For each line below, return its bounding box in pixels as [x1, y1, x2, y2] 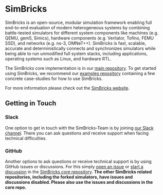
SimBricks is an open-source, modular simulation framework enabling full [5, 19, 152, 25]
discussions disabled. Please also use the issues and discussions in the [5, 179, 153, 185]
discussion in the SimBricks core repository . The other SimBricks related [5, 169, 152, 175]
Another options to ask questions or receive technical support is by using [5, 158, 152, 164]
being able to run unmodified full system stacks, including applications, [5, 50, 148, 57]
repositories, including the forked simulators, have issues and [5, 174, 133, 180]
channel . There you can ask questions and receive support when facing [5, 130, 149, 136]
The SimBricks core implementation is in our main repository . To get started [5, 65, 157, 71]
